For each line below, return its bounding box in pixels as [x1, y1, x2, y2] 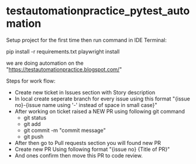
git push [23, 133, 44, 140]
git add [23, 120, 41, 127]
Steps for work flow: [6, 77, 56, 84]
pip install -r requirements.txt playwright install [6, 48, 120, 55]
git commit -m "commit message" [23, 127, 106, 134]
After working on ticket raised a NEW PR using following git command [14, 108, 185, 115]
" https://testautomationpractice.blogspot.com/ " [6, 65, 123, 72]
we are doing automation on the [6, 59, 84, 67]
